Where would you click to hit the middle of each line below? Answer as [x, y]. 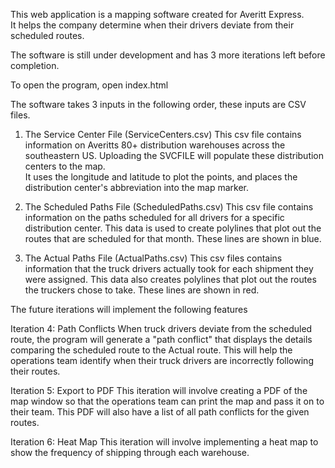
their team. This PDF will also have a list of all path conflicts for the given [160, 412]
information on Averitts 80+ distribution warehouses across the [155, 145]
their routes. [35, 371]
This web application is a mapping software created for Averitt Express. [157, 14]
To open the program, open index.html [89, 85]
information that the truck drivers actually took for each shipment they [169, 268]
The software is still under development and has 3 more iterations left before [168, 55]
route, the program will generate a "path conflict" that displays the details [161, 339]
